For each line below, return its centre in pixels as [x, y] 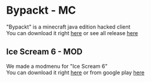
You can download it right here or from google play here [75, 72]
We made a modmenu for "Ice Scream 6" [57, 66]
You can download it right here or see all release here [72, 33]
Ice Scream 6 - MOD [44, 52]
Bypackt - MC [41, 10]
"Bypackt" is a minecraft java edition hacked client [68, 27]
